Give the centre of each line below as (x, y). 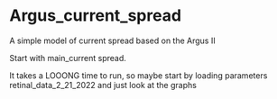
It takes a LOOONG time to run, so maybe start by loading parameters (138, 75)
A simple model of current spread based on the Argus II (112, 40)
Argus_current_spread (96, 16)
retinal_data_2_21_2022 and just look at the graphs (103, 85)
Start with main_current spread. (68, 58)
